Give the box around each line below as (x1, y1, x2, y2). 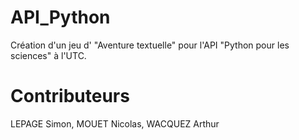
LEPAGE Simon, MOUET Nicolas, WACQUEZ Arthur (10, 117, 220, 130)
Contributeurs (10, 85, 130, 108)
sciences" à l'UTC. (10, 49, 87, 61)
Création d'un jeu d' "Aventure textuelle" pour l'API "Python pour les (10, 39, 290, 51)
